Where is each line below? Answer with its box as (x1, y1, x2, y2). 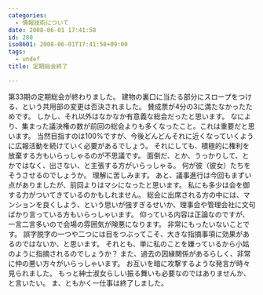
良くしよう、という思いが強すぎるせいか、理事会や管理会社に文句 (42, 199, 256, 209)
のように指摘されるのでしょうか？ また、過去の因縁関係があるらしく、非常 (8, 249, 251, 258)
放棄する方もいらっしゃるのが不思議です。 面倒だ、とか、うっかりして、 (8, 151, 243, 160)
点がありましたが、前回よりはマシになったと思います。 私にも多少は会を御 (8, 180, 250, 189)
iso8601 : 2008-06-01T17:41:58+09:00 (8, 41, 128, 49)
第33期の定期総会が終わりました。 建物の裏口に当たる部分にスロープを (8, 92, 239, 101)
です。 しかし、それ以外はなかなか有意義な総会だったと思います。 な (14, 111, 238, 121)
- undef (15, 56, 41, 64)
